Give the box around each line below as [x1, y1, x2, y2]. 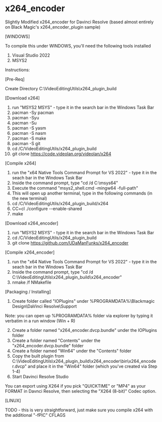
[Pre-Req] [5, 76, 25, 82]
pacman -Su [12, 120, 37, 126]
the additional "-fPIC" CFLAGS [5, 412, 66, 418]
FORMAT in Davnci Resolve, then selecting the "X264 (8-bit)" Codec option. [5, 388, 157, 394]
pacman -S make [12, 135, 46, 141]
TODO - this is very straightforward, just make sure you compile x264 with [5, 407, 153, 413]
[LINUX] [5, 397, 21, 403]
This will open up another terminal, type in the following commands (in [12, 190, 152, 196]
